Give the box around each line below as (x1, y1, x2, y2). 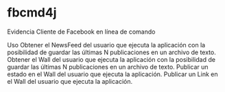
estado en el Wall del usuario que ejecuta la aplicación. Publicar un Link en (7, 70, 218, 78)
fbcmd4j (7, 5, 57, 21)
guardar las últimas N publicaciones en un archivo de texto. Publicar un (7, 62, 209, 71)
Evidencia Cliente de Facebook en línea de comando (7, 27, 156, 36)
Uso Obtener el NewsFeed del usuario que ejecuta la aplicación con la (7, 41, 206, 49)
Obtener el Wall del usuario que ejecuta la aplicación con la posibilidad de (7, 55, 216, 63)
